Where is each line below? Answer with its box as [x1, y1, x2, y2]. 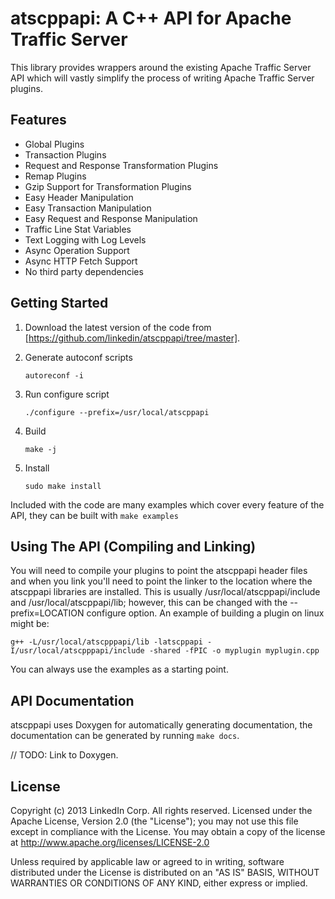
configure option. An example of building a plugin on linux [86, 607, 325, 619]
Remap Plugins [24, 170, 87, 182]
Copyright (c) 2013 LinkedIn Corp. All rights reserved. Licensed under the [10, 805, 313, 816]
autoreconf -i [24, 370, 84, 381]
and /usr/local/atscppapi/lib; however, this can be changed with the [10, 597, 288, 609]
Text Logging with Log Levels [24, 233, 147, 246]
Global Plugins [24, 138, 85, 150]
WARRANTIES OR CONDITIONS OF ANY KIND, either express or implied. [10, 877, 308, 889]
